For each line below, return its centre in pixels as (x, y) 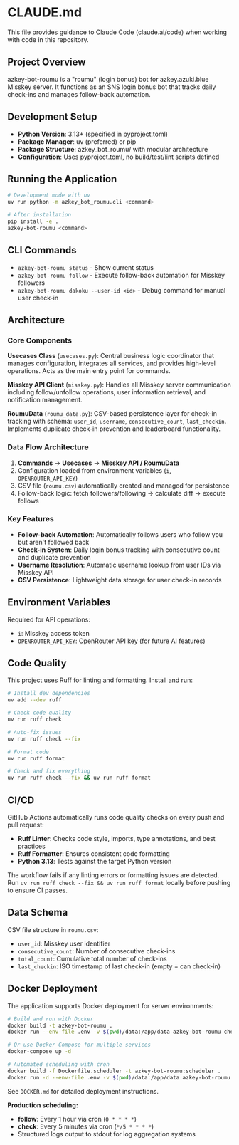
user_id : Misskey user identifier (64, 943)
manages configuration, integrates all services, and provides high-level (111, 363)
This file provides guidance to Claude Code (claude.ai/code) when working (117, 32)
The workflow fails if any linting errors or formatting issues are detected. (113, 875)
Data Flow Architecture (48, 447)
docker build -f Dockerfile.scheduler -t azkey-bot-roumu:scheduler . (114, 1071)
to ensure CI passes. (37, 890)
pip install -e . (33, 221)
